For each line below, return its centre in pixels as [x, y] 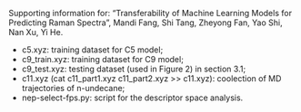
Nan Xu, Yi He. [36, 32]
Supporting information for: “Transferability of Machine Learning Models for [150, 13]
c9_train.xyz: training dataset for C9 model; [102, 59]
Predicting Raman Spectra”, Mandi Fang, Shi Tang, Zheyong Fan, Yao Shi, [145, 23]
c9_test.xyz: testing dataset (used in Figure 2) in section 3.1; [134, 69]
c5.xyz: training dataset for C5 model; [92, 50]
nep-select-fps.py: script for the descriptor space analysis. [132, 98]
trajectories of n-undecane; [73, 88]
